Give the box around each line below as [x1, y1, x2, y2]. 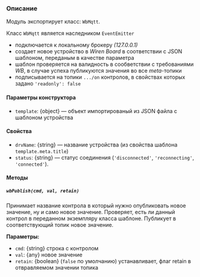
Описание [6, 4, 38, 13]
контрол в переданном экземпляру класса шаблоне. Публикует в [6, 215, 177, 222]
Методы [6, 174, 28, 181]
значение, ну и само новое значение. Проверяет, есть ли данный [6, 209, 176, 216]
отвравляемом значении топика [14, 264, 98, 272]
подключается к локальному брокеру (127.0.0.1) [14, 41, 138, 49]
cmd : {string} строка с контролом [14, 245, 99, 252]
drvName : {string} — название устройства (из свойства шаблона [14, 141, 178, 148]
